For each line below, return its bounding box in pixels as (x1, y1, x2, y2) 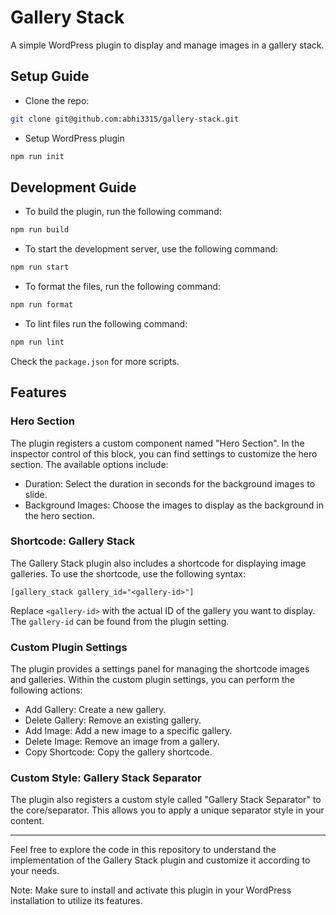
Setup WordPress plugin (24, 132, 125, 144)
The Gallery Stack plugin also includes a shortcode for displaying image (10, 557, 307, 569)
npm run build (10, 225, 70, 235)
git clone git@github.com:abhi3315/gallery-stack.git (10, 114, 240, 124)
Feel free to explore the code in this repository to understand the (10, 844, 277, 856)
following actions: (10, 684, 83, 696)
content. (10, 815, 45, 827)
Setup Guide (10, 68, 90, 85)
